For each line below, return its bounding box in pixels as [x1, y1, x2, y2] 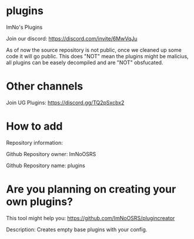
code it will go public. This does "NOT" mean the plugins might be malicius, [6, 52, 189, 59]
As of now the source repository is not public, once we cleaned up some [6, 46, 182, 54]
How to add [6, 119, 63, 133]
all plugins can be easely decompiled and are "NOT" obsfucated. [6, 59, 163, 66]
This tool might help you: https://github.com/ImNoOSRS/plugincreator [6, 214, 175, 221]
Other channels [6, 79, 83, 93]
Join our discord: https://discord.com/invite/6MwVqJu [6, 35, 138, 42]
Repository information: [6, 139, 63, 146]
